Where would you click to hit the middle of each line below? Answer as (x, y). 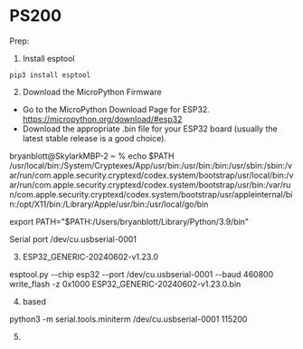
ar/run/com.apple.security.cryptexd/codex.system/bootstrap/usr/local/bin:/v (151, 175)
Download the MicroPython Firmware (92, 92)
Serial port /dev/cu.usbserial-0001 (73, 239)
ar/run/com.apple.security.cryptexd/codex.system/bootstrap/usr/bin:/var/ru (150, 184)
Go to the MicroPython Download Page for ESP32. (116, 109)
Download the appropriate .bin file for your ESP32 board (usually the (150, 129)
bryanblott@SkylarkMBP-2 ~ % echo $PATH (92, 156)
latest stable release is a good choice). (95, 138)
